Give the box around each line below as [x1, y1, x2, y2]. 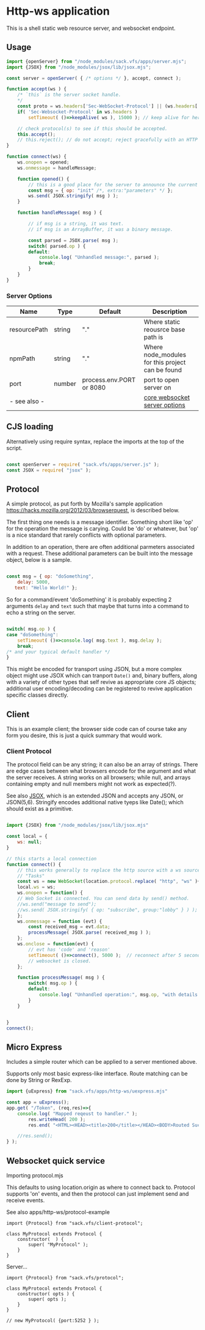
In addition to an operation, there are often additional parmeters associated [6, 543, 195, 551]
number [54, 380, 76, 388]
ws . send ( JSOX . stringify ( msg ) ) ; [28, 193, 119, 199]
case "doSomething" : [6, 631, 59, 638]
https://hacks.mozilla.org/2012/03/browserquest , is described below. [6, 507, 180, 514]
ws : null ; [17, 839, 43, 845]
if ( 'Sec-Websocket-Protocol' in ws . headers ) [17, 109, 138, 115]
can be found [143, 366, 182, 374]
